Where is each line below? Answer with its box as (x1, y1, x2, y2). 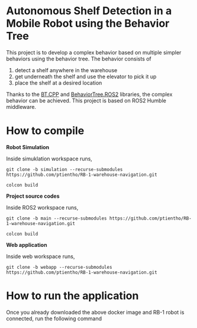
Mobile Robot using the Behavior (6, 17, 170, 30)
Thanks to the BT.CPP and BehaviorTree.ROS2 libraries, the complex (6, 91, 173, 98)
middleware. (6, 103, 37, 110)
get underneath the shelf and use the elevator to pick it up (14, 73, 157, 80)
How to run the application (6, 289, 139, 303)
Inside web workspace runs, (6, 253, 75, 260)
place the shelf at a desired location (14, 79, 102, 86)
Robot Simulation (6, 143, 50, 150)
